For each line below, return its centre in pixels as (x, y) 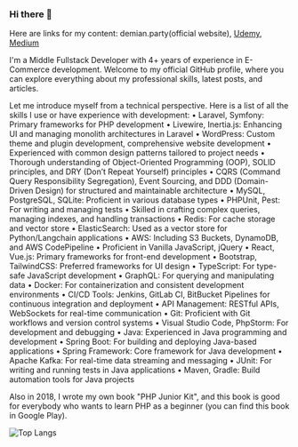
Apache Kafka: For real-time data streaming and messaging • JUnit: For (141, 361)
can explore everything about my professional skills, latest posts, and (136, 79)
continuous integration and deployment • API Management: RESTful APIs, (144, 304)
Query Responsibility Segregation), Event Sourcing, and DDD (121, 181)
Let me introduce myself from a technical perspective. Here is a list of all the (149, 106)
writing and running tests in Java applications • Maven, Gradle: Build (135, 370)
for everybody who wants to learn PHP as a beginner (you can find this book (149, 406)
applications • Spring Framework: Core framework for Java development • (146, 351)
